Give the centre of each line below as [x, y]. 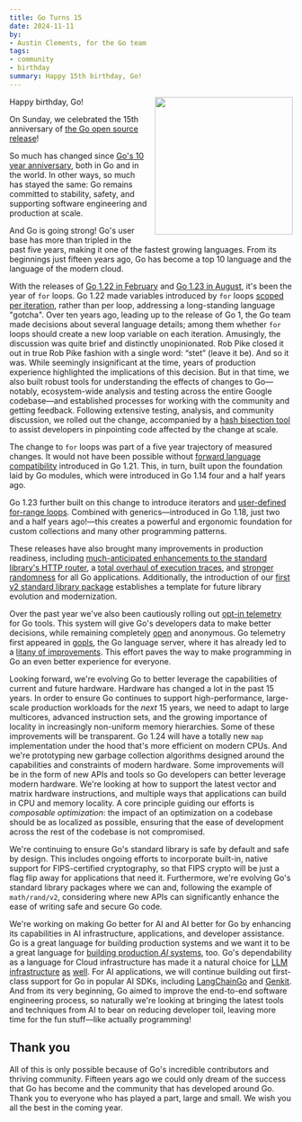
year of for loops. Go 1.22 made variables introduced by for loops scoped [147, 295]
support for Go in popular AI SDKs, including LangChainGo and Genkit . [161, 981]
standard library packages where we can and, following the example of [141, 887]
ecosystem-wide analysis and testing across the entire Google [156, 391]
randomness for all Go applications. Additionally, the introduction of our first [150, 577]
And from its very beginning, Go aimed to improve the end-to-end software [148, 991]
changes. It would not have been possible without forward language [135, 456]
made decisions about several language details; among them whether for [145, 324]
